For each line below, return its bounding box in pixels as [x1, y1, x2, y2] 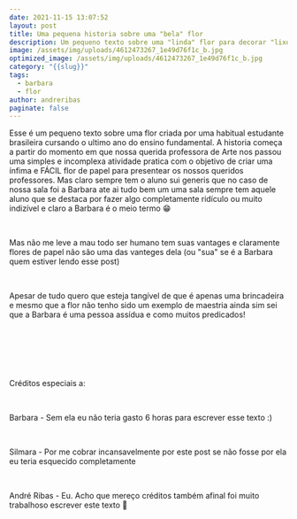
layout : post [9, 21, 57, 30]
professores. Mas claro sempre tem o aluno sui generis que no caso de [9, 174, 269, 186]
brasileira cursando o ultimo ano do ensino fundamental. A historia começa [9, 137, 283, 148]
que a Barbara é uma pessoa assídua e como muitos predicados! [9, 309, 246, 320]
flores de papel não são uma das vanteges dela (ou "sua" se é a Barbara [9, 247, 274, 258]
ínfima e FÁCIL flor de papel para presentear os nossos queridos [9, 166, 244, 176]
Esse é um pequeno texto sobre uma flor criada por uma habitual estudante [9, 128, 285, 138]
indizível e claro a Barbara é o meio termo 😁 [9, 203, 171, 213]
